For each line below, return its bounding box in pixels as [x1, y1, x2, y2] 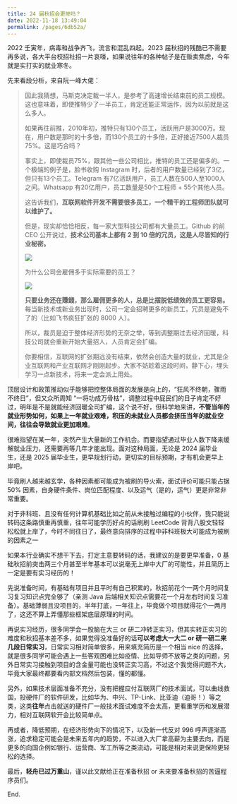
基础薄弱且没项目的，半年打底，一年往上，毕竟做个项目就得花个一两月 [22, 601, 227, 610]
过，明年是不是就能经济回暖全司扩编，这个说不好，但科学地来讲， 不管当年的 [7, 403, 230, 412]
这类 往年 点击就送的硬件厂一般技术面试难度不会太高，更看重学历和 [19, 702, 212, 710]
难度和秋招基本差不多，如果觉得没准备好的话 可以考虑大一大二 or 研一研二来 [7, 634, 227, 642]
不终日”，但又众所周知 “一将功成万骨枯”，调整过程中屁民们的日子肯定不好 [7, 394, 221, 402]
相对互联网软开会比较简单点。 [19, 711, 107, 719]
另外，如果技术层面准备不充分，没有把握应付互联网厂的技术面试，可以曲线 [7, 684, 224, 692]
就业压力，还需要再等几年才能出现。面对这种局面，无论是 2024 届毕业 [13, 444, 218, 452]
